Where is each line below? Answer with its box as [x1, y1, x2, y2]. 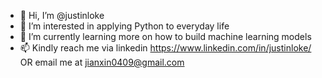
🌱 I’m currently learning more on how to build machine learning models [19, 31, 312, 42]
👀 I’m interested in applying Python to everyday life [19, 20, 230, 32]
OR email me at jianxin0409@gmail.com [19, 56, 185, 68]
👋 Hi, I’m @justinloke [19, 10, 105, 21]
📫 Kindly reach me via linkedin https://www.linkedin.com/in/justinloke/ [19, 42, 312, 54]
